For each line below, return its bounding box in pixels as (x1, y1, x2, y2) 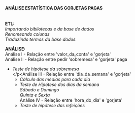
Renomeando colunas (5, 31, 50, 37)
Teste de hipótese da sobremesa (12, 66, 79, 72)
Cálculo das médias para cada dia (19, 77, 90, 82)
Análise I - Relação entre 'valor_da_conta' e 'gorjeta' (5, 51, 111, 57)
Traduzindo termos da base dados (5, 36, 76, 42)
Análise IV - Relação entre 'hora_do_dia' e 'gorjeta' (19, 97, 123, 103)
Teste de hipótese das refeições (19, 103, 85, 108)
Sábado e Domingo (19, 87, 59, 92)
